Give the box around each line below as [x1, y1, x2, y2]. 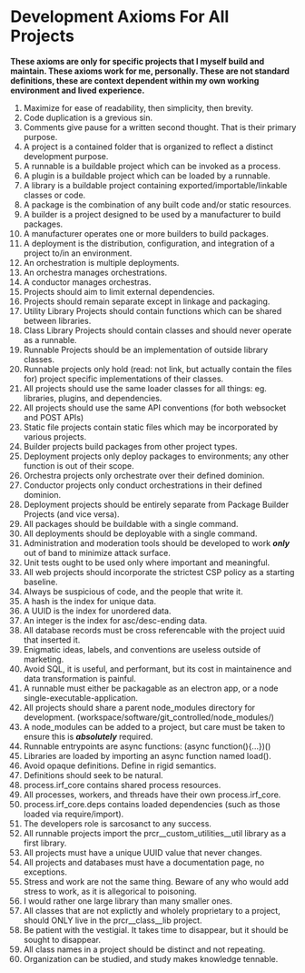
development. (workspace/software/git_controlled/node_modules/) [23, 712, 275, 723]
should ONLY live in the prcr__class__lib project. [23, 915, 202, 926]
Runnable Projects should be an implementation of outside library [23, 344, 269, 355]
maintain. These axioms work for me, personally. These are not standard [10, 66, 290, 76]
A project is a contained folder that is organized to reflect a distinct [23, 141, 273, 152]
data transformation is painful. [23, 673, 137, 684]
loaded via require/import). [23, 808, 124, 819]
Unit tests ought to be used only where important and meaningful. [23, 557, 271, 568]
